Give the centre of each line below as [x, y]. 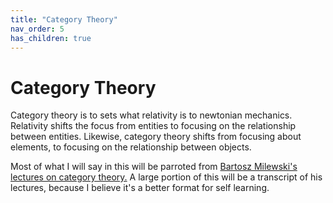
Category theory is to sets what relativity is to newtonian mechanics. [151, 115]
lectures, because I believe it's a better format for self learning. [140, 188]
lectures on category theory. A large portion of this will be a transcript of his [166, 177]
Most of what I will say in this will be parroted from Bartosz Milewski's [154, 167]
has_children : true [51, 38]
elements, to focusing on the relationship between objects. [131, 147]
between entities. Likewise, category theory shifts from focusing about [156, 137]
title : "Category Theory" [64, 19]
